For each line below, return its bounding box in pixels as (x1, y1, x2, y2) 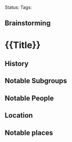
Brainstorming (5, 19, 51, 27)
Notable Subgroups (5, 77, 67, 85)
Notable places (5, 128, 53, 137)
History (5, 59, 29, 68)
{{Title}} (5, 39, 41, 51)
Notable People (5, 94, 54, 102)
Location (5, 111, 33, 120)
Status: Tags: (5, 5, 32, 10)
